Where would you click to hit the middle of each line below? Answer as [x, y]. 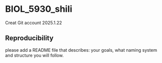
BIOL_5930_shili [39, 9]
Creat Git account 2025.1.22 [34, 23]
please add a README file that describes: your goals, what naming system [81, 50]
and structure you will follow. [34, 55]
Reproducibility [29, 38]
